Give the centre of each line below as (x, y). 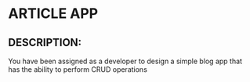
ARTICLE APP (53, 14)
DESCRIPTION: (45, 43)
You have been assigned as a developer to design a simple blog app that (125, 61)
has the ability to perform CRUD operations (78, 70)
